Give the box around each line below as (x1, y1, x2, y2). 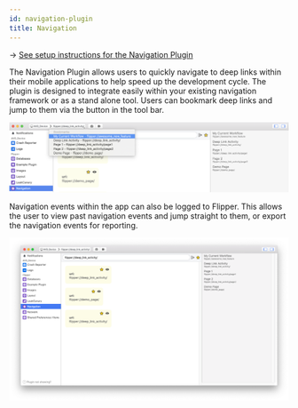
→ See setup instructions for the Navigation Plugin (9, 49, 193, 60)
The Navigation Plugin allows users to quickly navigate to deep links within (9, 67, 282, 77)
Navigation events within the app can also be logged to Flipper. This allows (9, 201, 283, 212)
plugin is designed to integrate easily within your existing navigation (9, 85, 257, 96)
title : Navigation (9, 23, 77, 33)
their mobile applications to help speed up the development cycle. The (9, 76, 267, 86)
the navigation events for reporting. (9, 220, 138, 230)
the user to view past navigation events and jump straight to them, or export (9, 210, 286, 221)
